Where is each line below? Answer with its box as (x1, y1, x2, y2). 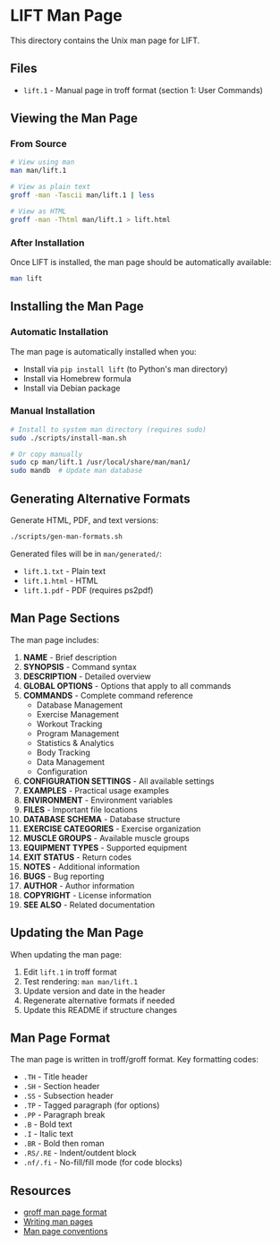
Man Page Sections (10, 611, 120, 626)
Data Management (36, 756, 106, 767)
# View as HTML (10, 207, 67, 216)
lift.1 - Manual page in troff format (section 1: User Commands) (22, 84, 263, 95)
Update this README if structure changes (22, 1004, 178, 1015)
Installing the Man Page (10, 299, 144, 314)
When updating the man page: (10, 949, 123, 959)
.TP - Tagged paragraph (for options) (22, 1100, 160, 1111)
